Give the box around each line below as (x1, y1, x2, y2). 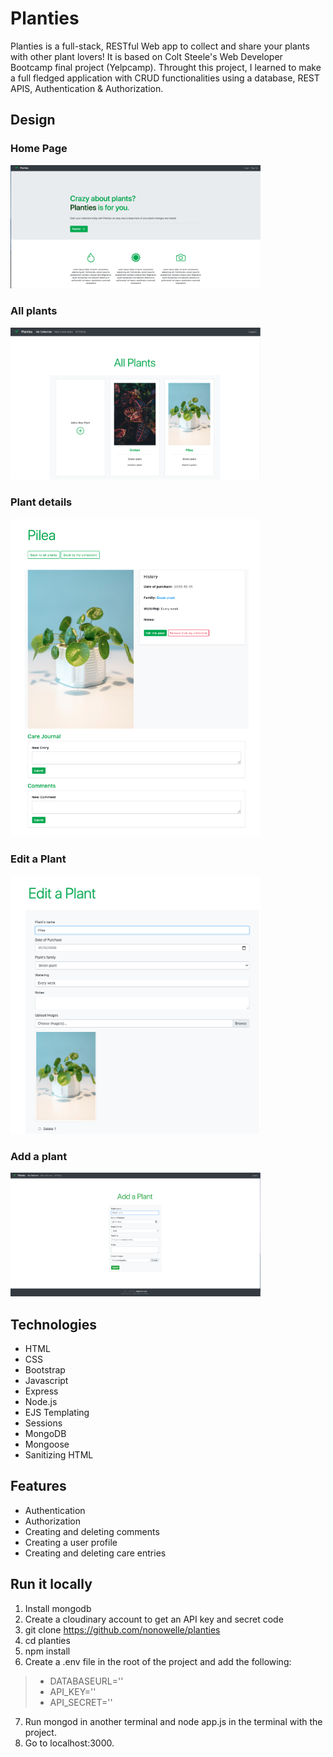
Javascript (24, 1375, 69, 1387)
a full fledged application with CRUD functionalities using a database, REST (10, 72, 320, 84)
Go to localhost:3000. (24, 1737, 115, 1749)
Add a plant (10, 1150, 68, 1164)
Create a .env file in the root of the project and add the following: (24, 1655, 292, 1667)
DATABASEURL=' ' (49, 1675, 124, 1687)
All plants (10, 304, 58, 318)
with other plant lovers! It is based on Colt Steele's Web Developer (10, 50, 283, 62)
